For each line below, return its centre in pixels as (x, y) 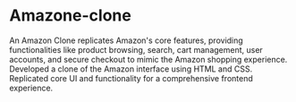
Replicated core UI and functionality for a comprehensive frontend (131, 78)
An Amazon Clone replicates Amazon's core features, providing (126, 40)
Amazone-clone (70, 16)
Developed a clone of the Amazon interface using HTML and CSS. (131, 69)
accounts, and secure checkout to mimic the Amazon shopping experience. (148, 59)
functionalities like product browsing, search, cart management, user (136, 49)
